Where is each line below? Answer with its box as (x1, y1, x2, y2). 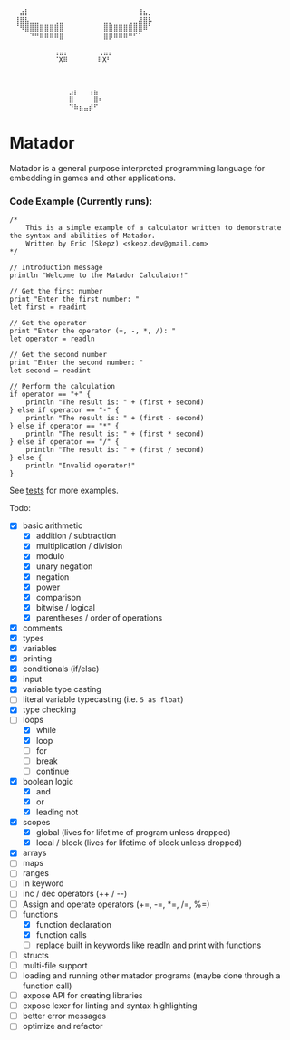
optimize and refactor (22, 1021, 103, 1032)
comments (22, 622, 63, 633)
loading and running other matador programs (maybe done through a (22, 969, 281, 981)
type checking (22, 704, 77, 715)
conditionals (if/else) (22, 663, 100, 674)
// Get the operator (9, 319, 88, 328)
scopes (22, 817, 51, 828)
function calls (35, 929, 88, 940)
